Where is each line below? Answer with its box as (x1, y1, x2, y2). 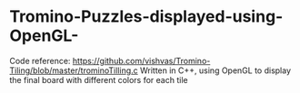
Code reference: (9, 55, 71, 66)
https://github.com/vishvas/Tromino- (72, 55, 211, 66)
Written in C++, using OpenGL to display (139, 65, 292, 76)
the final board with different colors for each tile (9, 74, 188, 85)
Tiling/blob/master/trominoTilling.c (9, 65, 138, 76)
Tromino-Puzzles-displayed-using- (9, 6, 284, 27)
